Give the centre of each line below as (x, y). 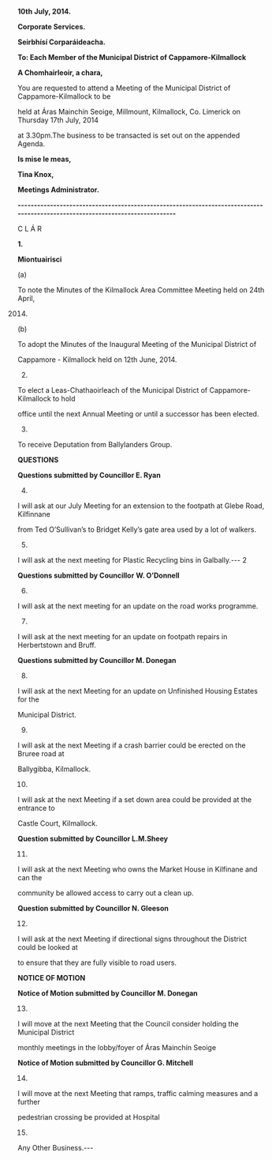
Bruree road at (41, 753)
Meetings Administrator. (59, 190)
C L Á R (30, 229)
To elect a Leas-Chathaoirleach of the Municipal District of (113, 390)
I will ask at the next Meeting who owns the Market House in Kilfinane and (138, 869)
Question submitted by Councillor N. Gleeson (93, 908)
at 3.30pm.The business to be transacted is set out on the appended (129, 135)
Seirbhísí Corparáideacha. (61, 42)
